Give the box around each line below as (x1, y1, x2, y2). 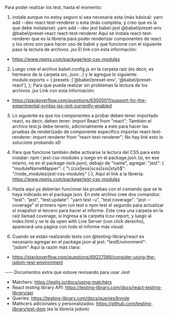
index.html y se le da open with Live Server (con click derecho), (12, 218, 145, 224)
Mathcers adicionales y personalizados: (12, 301, 96, 306)
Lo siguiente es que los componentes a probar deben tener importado (12, 112, 158, 118)
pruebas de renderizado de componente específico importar (12, 129, 139, 135)
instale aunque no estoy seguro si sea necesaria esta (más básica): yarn (12, 14, 163, 20)
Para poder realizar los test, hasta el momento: (5, 5, 102, 10)
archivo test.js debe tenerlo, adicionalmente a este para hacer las (12, 124, 149, 129)
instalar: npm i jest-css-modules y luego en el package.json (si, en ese (12, 154, 160, 161)
